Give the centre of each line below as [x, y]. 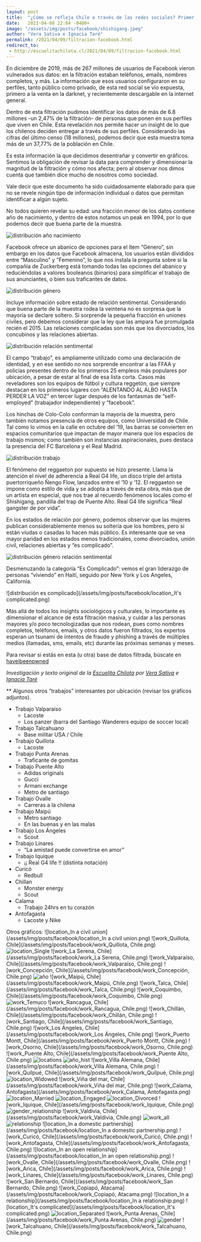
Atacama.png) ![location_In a [153, 1194]
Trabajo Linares [34, 843]
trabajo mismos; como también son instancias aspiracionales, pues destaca [100, 440]
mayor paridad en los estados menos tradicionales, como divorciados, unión [100, 538]
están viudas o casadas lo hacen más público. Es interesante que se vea [96, 532]
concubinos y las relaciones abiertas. [52, 334]
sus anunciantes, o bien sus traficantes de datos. [67, 279]
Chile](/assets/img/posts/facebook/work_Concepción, [122, 970]
